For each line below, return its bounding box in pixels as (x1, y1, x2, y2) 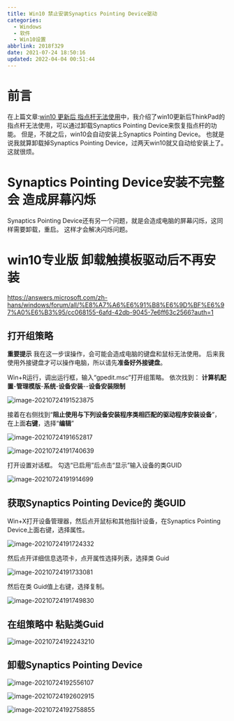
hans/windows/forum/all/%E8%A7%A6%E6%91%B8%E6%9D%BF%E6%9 (7, 300, 225, 309)
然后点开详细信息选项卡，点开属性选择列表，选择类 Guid (7, 554, 170, 562)
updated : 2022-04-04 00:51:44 (7, 56, 96, 63)
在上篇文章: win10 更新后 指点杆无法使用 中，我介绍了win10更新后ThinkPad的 (7, 112, 226, 121)
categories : (7, 17, 42, 24)
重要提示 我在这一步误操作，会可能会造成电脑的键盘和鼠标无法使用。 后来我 (7, 350, 225, 358)
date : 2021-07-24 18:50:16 (7, 50, 86, 57)
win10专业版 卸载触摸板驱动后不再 (7, 252, 204, 268)
